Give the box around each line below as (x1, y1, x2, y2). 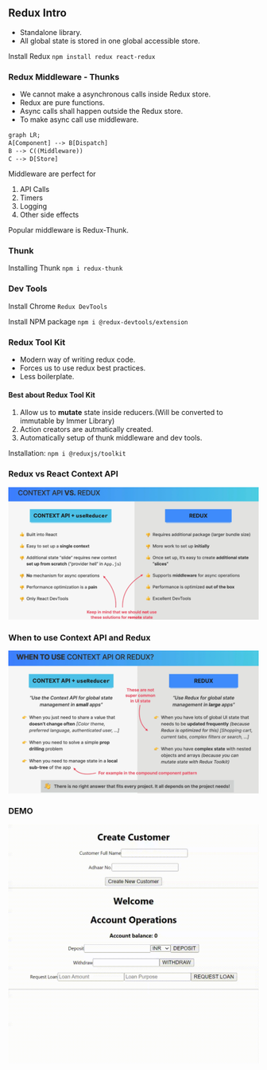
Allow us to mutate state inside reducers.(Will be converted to (19, 408, 224, 417)
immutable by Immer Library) (19, 416, 115, 425)
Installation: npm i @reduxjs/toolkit (8, 449, 126, 458)
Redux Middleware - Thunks (8, 71, 120, 82)
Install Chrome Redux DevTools (8, 301, 108, 311)
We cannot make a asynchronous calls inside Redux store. (19, 89, 211, 99)
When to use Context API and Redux (8, 632, 151, 643)
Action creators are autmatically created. (19, 425, 153, 434)
